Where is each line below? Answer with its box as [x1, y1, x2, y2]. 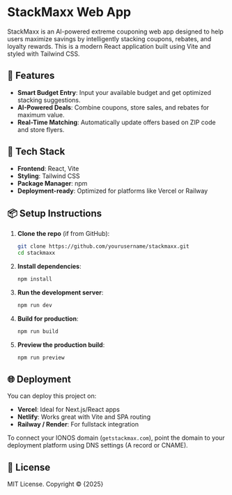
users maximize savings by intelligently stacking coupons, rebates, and [7, 34, 212, 43]
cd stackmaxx [17, 249, 56, 257]
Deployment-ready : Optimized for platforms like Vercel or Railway [17, 186, 208, 195]
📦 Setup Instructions [7, 207, 102, 219]
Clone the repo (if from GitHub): [17, 230, 110, 238]
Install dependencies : [17, 263, 82, 271]
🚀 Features [7, 70, 55, 82]
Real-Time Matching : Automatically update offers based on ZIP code [17, 118, 216, 126]
